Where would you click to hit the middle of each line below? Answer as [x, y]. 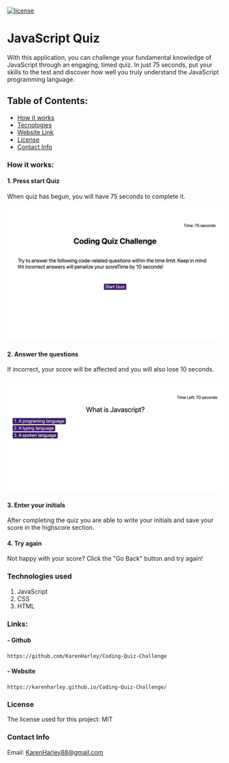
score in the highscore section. [51, 528]
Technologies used [39, 577]
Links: [17, 624]
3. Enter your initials [36, 505]
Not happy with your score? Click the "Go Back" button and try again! [105, 559]
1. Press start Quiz [34, 181]
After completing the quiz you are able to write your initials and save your [110, 520]
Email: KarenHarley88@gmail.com [55, 752]
